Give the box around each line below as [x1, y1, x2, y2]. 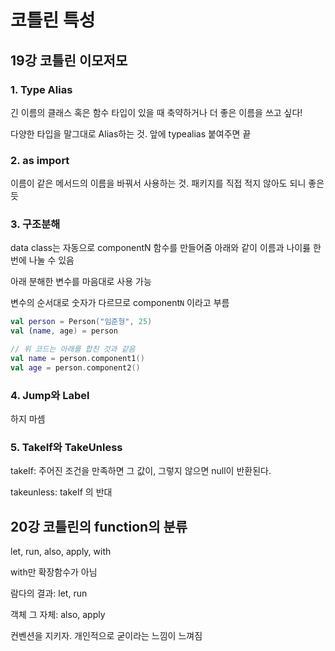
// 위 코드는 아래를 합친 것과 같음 [10, 344, 136, 355]
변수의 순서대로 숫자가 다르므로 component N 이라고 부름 [10, 297, 230, 309]
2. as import [10, 153, 70, 167]
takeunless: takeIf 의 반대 [10, 486, 113, 498]
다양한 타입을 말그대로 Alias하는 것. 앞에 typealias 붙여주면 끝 [10, 127, 252, 140]
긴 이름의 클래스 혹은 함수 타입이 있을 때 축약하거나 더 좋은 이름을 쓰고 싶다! [10, 106, 303, 118]
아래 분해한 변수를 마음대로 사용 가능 [10, 276, 152, 288]
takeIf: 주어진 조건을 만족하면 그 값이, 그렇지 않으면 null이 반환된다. [10, 465, 272, 477]
